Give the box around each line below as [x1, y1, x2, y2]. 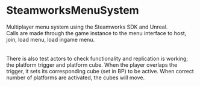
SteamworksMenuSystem [6, 4, 140, 17]
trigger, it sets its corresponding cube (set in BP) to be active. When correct [6, 67, 194, 74]
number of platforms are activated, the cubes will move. [6, 74, 145, 81]
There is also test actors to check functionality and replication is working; [6, 55, 189, 62]
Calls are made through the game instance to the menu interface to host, [6, 29, 187, 36]
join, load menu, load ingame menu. [6, 36, 95, 43]
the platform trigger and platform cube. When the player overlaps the [6, 61, 178, 69]
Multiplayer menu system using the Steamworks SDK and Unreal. [6, 23, 168, 30]
